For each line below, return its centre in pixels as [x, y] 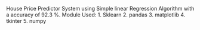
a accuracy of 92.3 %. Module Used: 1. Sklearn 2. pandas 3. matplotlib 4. [96, 15]
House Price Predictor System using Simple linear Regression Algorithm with [100, 9]
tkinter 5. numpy [26, 21]
